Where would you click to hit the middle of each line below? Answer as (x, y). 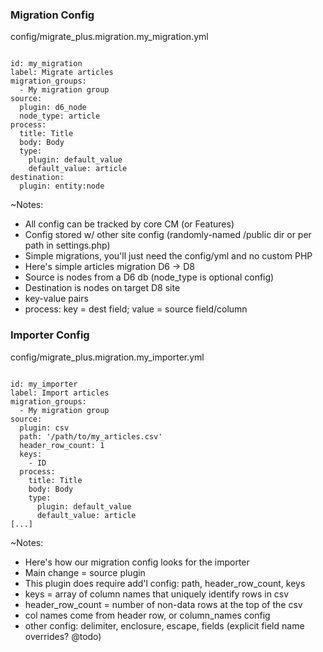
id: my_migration (46, 64)
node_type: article (60, 116)
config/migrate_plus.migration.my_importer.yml (107, 357)
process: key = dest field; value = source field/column (136, 309)
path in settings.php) (67, 245)
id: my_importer (44, 384)
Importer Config (50, 335)
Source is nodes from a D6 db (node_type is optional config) (149, 277)
